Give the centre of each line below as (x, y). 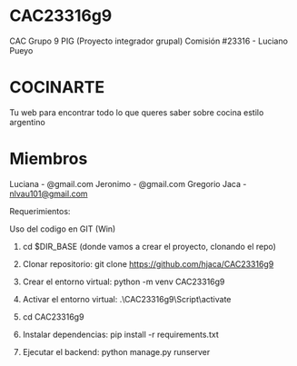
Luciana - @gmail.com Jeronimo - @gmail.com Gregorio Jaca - (128, 183)
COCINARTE (57, 88)
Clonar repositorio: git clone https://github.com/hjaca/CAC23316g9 (148, 263)
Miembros (49, 159)
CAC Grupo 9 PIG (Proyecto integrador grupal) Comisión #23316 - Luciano (149, 41)
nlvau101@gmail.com (49, 193)
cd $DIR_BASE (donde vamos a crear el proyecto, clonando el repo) (149, 246)
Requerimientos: (40, 211)
